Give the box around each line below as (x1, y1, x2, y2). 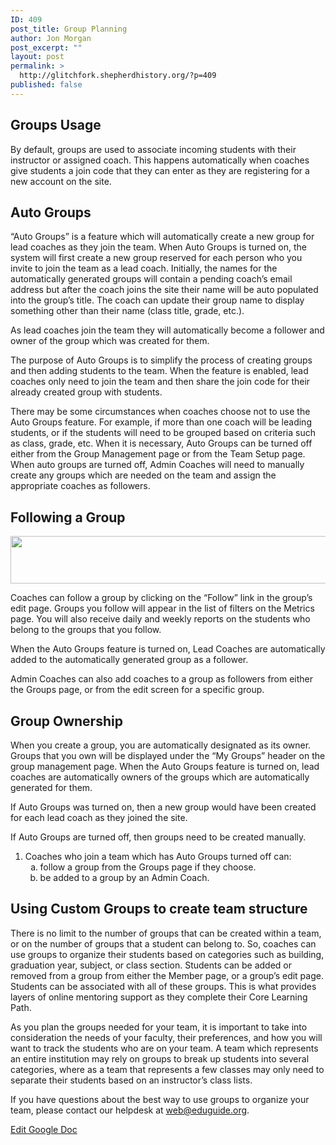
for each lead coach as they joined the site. (10, 812, 188, 823)
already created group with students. (10, 386, 163, 398)
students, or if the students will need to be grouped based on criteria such (10, 427, 316, 439)
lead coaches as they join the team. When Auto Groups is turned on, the (10, 241, 308, 253)
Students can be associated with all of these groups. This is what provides (10, 980, 317, 992)
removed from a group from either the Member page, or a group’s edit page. (10, 969, 324, 981)
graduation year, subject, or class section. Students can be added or (10, 959, 293, 971)
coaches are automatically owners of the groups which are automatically (10, 771, 310, 783)
